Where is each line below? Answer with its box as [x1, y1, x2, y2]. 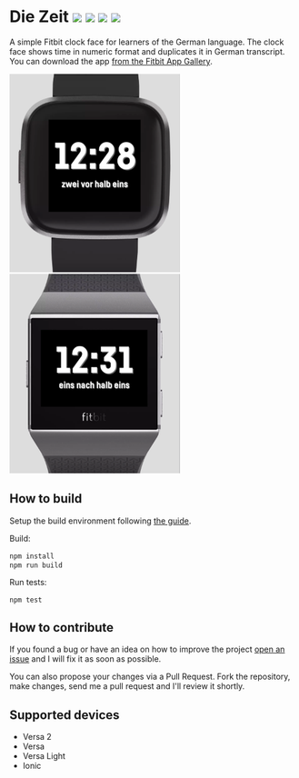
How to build [9, 491, 83, 506]
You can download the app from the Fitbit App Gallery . [9, 55, 214, 66]
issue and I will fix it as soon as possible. [9, 653, 162, 664]
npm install [9, 552, 55, 561]
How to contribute [9, 620, 115, 635]
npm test [9, 595, 43, 604]
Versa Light [22, 751, 66, 762]
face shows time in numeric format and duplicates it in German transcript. [9, 45, 285, 56]
